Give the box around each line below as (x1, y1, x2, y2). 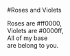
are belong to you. (7, 41, 59, 49)
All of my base (7, 34, 48, 42)
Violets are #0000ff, (7, 27, 64, 35)
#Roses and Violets (7, 6, 62, 14)
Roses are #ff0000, (7, 19, 62, 27)
